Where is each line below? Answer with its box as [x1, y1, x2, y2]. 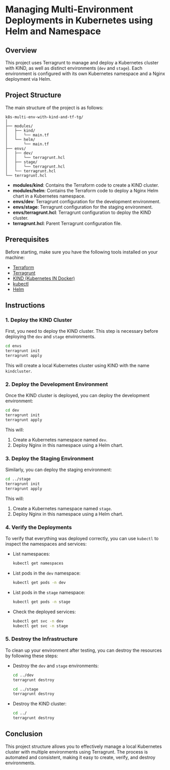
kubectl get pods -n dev [12, 580, 66, 585]
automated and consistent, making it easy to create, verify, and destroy [5, 754, 156, 760]
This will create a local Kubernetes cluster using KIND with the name [5, 362, 150, 368]
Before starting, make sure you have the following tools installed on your [5, 248, 158, 255]
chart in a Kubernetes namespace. [12, 193, 86, 199]
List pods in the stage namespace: [12, 589, 86, 595]
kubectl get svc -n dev [12, 618, 64, 623]
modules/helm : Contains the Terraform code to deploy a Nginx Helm [12, 187, 159, 193]
